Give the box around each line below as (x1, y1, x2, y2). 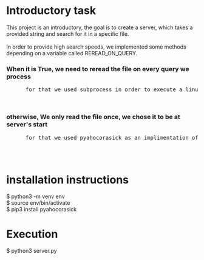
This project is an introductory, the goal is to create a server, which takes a (6, 24, 193, 31)
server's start (6, 120, 47, 129)
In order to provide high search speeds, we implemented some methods (6, 43, 186, 50)
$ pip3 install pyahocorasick (6, 206, 77, 213)
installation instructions (6, 173, 129, 186)
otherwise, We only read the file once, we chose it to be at (6, 113, 180, 121)
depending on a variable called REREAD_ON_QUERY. (6, 49, 138, 56)
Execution (6, 227, 58, 241)
